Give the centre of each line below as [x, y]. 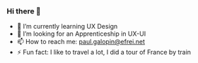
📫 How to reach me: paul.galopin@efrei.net [81, 42]
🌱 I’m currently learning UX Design [67, 27]
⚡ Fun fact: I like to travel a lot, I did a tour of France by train [104, 52]
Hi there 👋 [24, 11]
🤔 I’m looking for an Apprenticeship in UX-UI [81, 34]
